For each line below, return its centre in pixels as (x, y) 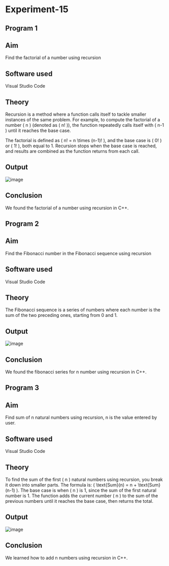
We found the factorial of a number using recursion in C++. (67, 208)
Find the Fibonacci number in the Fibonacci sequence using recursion (78, 253)
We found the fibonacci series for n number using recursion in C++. (76, 372)
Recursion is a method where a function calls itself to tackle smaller (76, 114)
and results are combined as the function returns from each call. (73, 151)
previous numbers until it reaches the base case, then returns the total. (79, 501)
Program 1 (22, 28)
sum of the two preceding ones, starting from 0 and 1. (61, 315)
